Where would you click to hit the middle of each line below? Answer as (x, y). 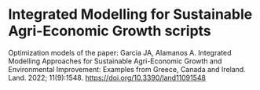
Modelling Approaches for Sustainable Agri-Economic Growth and (115, 61)
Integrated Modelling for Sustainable (130, 14)
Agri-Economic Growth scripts (110, 31)
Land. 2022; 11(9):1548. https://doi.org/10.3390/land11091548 (107, 77)
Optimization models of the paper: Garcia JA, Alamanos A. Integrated (120, 52)
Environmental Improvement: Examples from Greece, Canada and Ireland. (127, 69)
